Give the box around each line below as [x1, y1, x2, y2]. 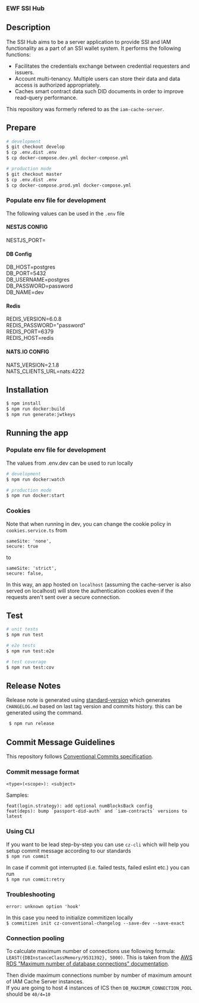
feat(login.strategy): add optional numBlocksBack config [6, 803, 153, 809]
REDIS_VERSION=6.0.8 [6, 316, 62, 323]
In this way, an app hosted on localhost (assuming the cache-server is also [6, 581, 191, 588]
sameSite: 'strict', [6, 565, 58, 571]
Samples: [6, 791, 29, 799]
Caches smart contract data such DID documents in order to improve [14, 87, 184, 94]
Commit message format [6, 768, 80, 776]
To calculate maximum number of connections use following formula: [6, 948, 175, 955]
